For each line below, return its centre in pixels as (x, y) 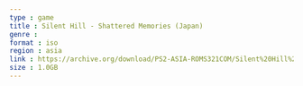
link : (22, 59)
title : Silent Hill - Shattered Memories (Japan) (106, 26)
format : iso (34, 43)
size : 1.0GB (34, 68)
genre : (24, 34)
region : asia (36, 51)
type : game (32, 17)
